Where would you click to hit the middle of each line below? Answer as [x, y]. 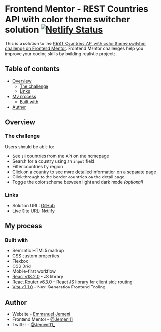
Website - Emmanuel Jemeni [41, 314]
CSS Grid [21, 266]
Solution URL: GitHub [34, 205]
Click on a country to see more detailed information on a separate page [84, 172]
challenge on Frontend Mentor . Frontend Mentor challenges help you [74, 48]
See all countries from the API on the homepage [60, 156]
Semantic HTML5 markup [38, 251]
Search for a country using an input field [53, 161]
